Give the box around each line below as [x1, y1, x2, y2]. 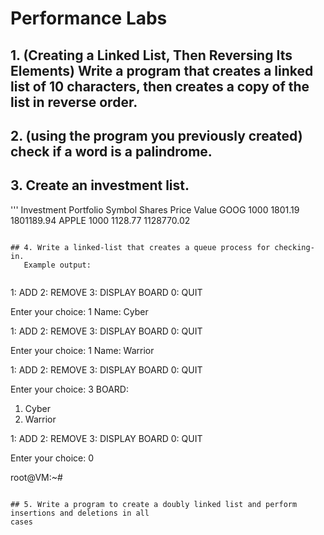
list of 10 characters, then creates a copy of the [10, 78, 310, 95]
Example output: [23, 260, 92, 270]
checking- [274, 242, 315, 252]
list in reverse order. [10, 93, 138, 111]
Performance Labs [10, 7, 168, 30]
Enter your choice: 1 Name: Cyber [10, 305, 149, 317]
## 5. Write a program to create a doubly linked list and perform [10, 499, 298, 509]
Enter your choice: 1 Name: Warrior [10, 344, 155, 356]
